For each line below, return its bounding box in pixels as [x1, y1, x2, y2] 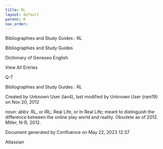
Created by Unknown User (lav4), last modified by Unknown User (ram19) [5, 94, 158, 100]
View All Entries [5, 64, 38, 70]
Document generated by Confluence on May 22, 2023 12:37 [5, 129, 130, 135]
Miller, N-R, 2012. [5, 119, 41, 126]
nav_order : [5, 21, 28, 27]
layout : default [5, 12, 39, 17]
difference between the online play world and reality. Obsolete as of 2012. [5, 114, 158, 120]
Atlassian [5, 139, 24, 145]
